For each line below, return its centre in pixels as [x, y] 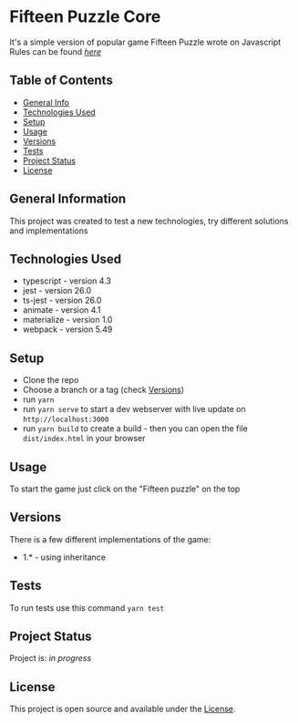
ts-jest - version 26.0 [62, 300]
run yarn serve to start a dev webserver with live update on [134, 409]
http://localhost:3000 [66, 420]
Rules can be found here [56, 51]
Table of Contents [62, 81]
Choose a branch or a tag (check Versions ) [103, 390]
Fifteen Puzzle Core [85, 17]
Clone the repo [51, 380]
